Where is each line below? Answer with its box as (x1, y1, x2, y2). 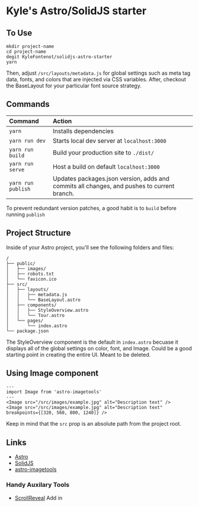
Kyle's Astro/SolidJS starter (6, 4, 147, 18)
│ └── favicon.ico (6, 276, 57, 282)
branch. (53, 189, 75, 197)
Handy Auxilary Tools (6, 481, 70, 489)
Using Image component (6, 368, 99, 378)
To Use (6, 28, 33, 38)
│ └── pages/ (6, 318, 44, 324)
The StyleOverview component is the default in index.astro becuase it (6, 338, 179, 346)
